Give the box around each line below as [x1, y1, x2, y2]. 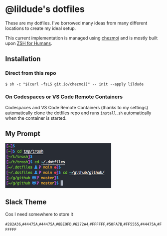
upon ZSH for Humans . [5, 40, 52, 46]
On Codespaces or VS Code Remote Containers [5, 93, 123, 100]
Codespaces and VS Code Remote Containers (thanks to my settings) [5, 104, 149, 110]
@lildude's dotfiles [5, 3, 85, 15]
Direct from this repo [5, 70, 56, 77]
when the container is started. [5, 115, 67, 121]
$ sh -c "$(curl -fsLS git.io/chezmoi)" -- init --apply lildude [5, 81, 144, 87]
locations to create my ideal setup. [5, 25, 76, 31]
